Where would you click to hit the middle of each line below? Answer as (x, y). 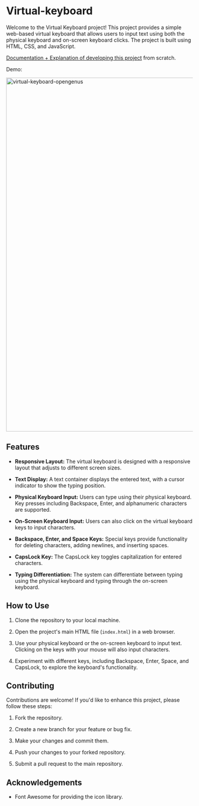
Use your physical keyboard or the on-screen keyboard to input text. (98, 643)
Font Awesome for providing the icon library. (69, 797)
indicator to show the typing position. (60, 485)
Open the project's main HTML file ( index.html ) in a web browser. (95, 632)
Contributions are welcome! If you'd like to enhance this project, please (93, 700)
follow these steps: (29, 706)
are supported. (33, 509)
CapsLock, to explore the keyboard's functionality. (76, 667)
